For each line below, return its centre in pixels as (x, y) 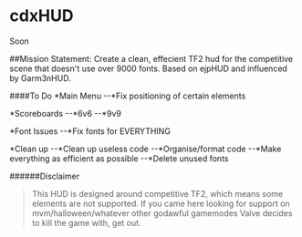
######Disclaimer (45, 176)
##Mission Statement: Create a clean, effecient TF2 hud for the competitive (151, 58)
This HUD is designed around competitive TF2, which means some (157, 193)
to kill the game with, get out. (86, 222)
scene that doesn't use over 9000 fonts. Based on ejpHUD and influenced (148, 68)
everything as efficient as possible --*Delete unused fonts (119, 158)
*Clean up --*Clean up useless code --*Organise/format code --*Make (146, 149)
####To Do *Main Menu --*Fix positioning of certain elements (128, 96)
